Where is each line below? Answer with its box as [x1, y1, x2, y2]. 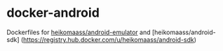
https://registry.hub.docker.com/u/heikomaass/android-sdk [22, 35, 194, 43]
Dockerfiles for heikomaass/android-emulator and [6, 28, 151, 36]
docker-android [6, 5, 100, 21]
